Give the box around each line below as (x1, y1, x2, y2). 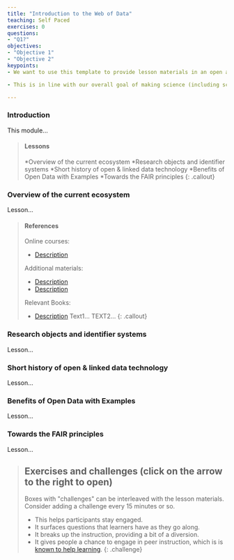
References (24, 221, 59, 230)
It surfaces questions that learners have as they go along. (34, 523, 201, 531)
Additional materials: (24, 264, 84, 273)
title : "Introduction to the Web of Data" (7, 10, 132, 17)
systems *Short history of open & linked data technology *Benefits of (24, 165, 225, 173)
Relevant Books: (24, 298, 71, 307)
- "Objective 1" (7, 50, 54, 56)
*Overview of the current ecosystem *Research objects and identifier (24, 158, 225, 166)
